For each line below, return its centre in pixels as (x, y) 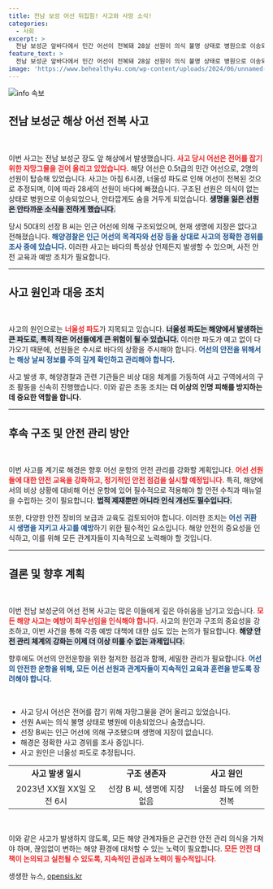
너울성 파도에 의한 (227, 789)
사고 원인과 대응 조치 (56, 292)
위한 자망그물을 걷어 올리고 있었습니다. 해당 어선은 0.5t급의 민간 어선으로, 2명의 (133, 168)
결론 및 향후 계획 (47, 574)
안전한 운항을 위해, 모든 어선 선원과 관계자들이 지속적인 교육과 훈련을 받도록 (134, 669)
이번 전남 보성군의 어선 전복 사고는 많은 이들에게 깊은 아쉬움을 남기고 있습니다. (132, 610)
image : (19, 69)
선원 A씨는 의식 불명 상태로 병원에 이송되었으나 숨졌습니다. (113, 722)
